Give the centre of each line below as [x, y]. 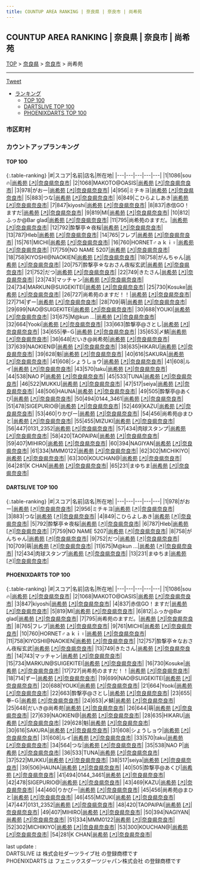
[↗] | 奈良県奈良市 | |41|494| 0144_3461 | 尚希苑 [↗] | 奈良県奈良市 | [89, 775]
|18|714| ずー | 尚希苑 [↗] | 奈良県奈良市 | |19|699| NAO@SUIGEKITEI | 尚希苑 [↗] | [99, 678]
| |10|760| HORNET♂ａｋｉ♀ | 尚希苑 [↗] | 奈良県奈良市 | [82, 633]
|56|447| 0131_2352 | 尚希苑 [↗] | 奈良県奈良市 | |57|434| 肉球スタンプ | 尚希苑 [96, 429]
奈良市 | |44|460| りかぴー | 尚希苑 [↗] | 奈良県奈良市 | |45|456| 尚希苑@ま [102, 790]
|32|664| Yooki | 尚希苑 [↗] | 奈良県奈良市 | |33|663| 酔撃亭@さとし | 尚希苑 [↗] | [98, 325]
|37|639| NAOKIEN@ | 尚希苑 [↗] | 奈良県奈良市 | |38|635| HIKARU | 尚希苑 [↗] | [97, 347]
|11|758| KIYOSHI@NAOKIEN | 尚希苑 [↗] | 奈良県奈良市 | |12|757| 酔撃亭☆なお [97, 641]
